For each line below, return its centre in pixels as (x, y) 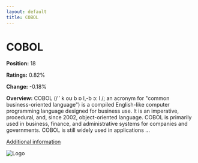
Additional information (34, 142)
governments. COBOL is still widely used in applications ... (78, 130)
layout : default (26, 12)
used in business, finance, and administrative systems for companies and (97, 124)
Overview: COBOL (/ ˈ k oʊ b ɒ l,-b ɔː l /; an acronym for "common (88, 98)
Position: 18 (21, 64)
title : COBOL (22, 17)
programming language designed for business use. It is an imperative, (92, 111)
